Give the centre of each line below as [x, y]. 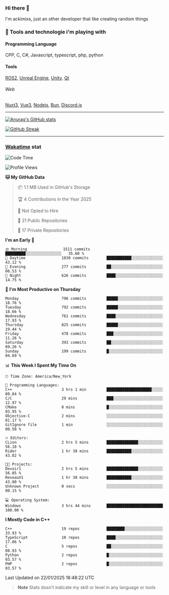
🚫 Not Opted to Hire [38, 211]
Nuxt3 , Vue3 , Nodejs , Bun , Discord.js [44, 105]
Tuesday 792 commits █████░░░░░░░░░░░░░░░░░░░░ [84, 308]
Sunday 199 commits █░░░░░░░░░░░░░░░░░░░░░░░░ [84, 351]
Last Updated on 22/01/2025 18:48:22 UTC [50, 578]
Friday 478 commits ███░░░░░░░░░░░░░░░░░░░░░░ [84, 334]
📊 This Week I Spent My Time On [41, 365]
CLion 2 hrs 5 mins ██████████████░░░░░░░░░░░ [84, 442]
